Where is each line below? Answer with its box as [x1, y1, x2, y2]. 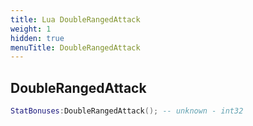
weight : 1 [10, 24, 52, 34]
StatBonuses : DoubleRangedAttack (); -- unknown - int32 [10, 106, 244, 116]
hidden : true [10, 33, 65, 43]
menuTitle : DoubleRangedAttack [10, 42, 141, 53]
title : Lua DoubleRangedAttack [10, 14, 141, 25]
